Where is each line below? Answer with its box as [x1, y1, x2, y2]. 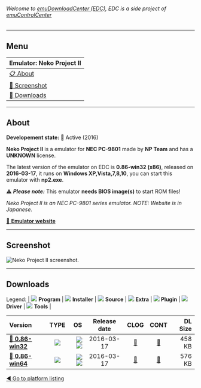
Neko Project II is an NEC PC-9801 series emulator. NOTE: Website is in [6, 199, 182, 206]
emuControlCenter [6, 11, 52, 18]
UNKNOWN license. [6, 152, 56, 159]
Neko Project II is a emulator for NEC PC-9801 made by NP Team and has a [6, 145, 193, 152]
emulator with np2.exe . [6, 176, 64, 183]
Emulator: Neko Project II [9, 59, 82, 67]
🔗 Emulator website [6, 217, 56, 224]
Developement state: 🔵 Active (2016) [6, 134, 99, 141]
